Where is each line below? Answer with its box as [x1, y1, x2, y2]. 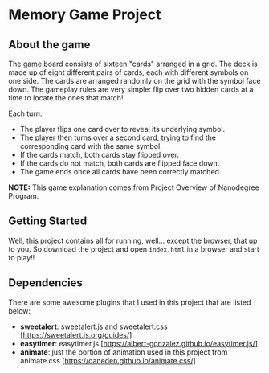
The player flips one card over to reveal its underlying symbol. [19, 125, 226, 133]
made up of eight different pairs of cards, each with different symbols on [8, 68, 249, 77]
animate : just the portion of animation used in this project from [19, 347, 228, 357]
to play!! [8, 252, 35, 262]
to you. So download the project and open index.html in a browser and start [8, 244, 259, 254]
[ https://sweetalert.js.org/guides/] [19, 330, 132, 339]
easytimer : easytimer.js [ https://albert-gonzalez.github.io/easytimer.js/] [19, 338, 259, 348]
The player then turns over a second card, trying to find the [19, 133, 217, 142]
